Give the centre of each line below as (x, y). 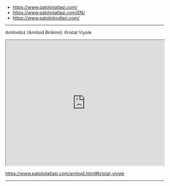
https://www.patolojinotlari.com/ (46, 18)
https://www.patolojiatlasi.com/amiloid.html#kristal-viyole (65, 173)
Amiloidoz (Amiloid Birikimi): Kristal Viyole (49, 32)
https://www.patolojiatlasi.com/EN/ (49, 13)
